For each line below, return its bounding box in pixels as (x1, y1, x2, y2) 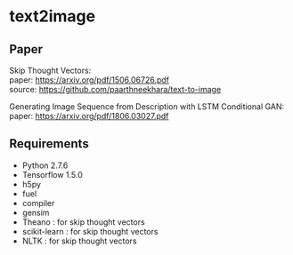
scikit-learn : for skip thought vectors (21, 226, 159, 236)
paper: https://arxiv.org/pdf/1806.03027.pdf (9, 111, 169, 121)
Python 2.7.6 (21, 160, 69, 171)
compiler (21, 197, 55, 208)
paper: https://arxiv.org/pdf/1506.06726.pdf (9, 75, 170, 85)
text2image (9, 6, 96, 27)
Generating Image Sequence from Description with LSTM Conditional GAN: (9, 101, 285, 112)
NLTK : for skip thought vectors (21, 235, 137, 246)
